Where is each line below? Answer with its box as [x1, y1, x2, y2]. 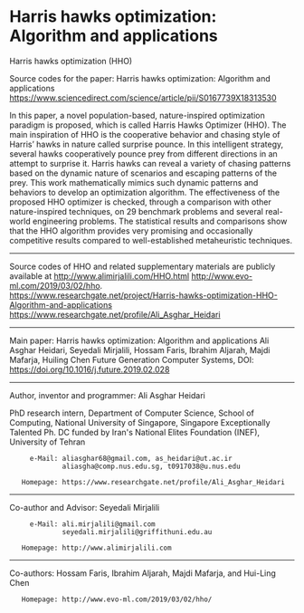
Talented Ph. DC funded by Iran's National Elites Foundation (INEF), [9, 426, 261, 437]
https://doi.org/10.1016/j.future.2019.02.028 [9, 364, 170, 375]
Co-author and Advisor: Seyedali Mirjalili [9, 502, 160, 512]
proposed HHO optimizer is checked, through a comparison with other [9, 196, 271, 207]
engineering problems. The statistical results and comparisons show [32, 216, 288, 226]
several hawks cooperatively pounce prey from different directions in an [9, 148, 278, 159]
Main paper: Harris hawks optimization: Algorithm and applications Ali [9, 335, 270, 346]
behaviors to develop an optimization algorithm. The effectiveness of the [9, 187, 280, 197]
